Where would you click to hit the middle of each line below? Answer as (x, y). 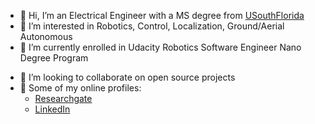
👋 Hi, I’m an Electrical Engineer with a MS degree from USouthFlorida (162, 15)
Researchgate (63, 98)
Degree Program (54, 58)
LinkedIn (52, 109)
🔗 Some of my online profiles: (80, 88)
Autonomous (46, 36)
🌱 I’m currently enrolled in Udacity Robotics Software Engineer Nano (160, 47)
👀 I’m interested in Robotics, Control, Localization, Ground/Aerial (152, 26)
